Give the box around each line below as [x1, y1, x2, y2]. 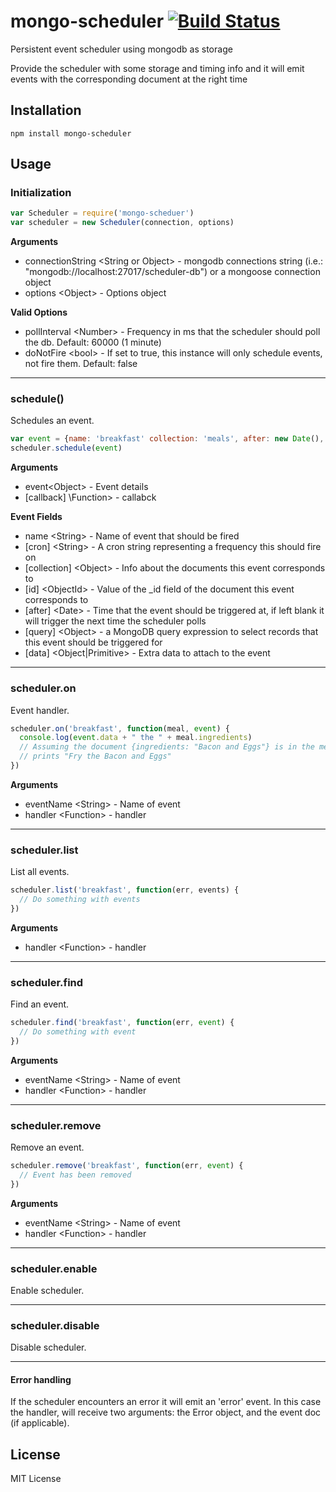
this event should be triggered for [24, 636, 163, 649]
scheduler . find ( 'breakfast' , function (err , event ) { [10, 1018, 235, 1028]
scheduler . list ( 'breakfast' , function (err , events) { [10, 885, 240, 895]
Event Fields [10, 511, 63, 523]
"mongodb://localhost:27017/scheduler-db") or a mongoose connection [24, 266, 321, 278]
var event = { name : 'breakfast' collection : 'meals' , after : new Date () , [10, 434, 325, 444]
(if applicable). [10, 1417, 70, 1429]
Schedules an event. [10, 415, 95, 427]
